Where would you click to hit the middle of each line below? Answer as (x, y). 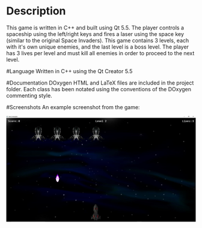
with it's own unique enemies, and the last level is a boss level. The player (98, 47)
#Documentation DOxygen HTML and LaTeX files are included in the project (100, 83)
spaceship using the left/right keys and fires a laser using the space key (95, 34)
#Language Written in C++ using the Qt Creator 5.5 (69, 71)
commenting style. (29, 95)
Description (36, 11)
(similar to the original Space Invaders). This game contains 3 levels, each (98, 40)
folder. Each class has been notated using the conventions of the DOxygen (99, 89)
